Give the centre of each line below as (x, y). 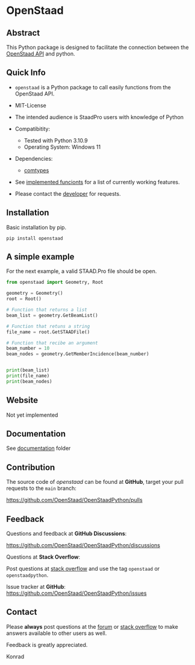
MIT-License (30, 105)
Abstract (23, 33)
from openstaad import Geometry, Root (55, 282)
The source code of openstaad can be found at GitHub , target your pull (95, 482)
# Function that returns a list (47, 310)
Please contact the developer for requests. (68, 193)
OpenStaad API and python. (41, 54)
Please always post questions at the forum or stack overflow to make (92, 626)
